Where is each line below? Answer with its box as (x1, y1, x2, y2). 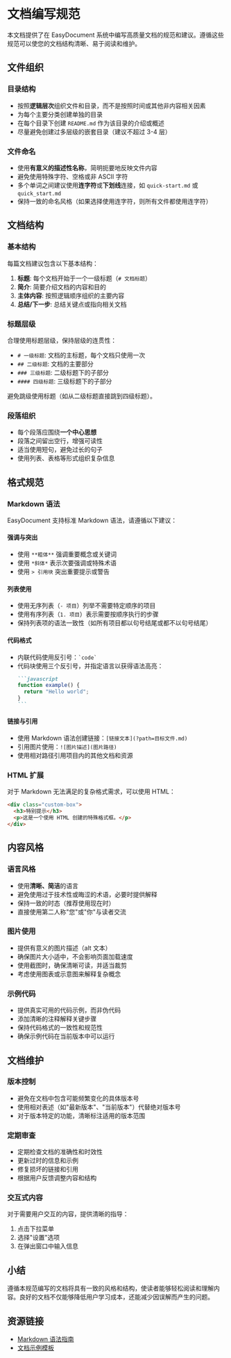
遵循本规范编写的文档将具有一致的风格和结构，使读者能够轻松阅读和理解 (7, 1284, 214, 1293)
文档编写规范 (7, 6, 81, 22)
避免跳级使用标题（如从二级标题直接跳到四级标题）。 (7, 391, 156, 400)
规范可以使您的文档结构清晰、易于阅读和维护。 (7, 39, 141, 47)
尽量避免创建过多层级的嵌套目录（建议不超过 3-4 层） (17, 127, 171, 136)
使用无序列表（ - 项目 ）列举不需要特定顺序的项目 (17, 601, 156, 610)
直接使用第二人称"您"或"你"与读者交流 (17, 907, 126, 916)
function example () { (17, 682, 80, 689)
